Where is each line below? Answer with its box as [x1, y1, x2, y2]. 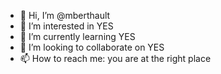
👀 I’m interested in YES [19, 20, 114, 32]
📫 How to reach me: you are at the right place [19, 53, 212, 64]
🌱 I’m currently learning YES [19, 31, 136, 42]
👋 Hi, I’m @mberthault [19, 10, 111, 21]
